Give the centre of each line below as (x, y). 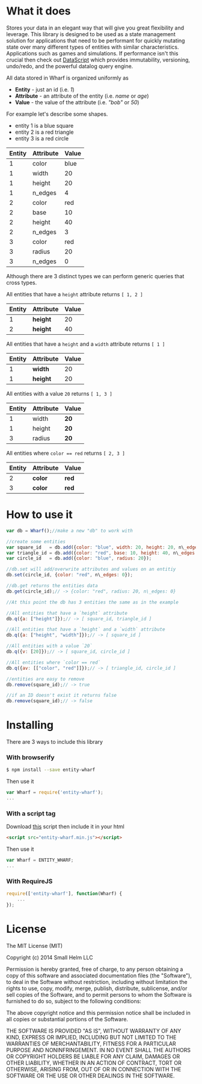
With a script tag (31, 813)
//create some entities (36, 541)
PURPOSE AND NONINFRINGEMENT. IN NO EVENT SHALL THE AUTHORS (99, 1050)
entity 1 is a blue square (44, 125)
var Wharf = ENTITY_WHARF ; (40, 860)
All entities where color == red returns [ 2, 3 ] (66, 453)
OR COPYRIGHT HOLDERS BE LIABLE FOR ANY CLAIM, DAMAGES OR (93, 1056)
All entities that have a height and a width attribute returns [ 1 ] (86, 344)
